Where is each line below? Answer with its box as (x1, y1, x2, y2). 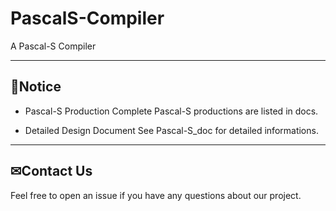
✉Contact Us (10, 163, 93, 180)
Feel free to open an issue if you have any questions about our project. (10, 189, 302, 201)
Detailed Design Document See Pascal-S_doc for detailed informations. (24, 124, 319, 136)
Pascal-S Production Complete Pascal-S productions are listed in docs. (24, 105, 319, 117)
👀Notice (10, 78, 62, 96)
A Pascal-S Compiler (10, 40, 97, 52)
